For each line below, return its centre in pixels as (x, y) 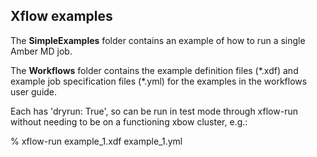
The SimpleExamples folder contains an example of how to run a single (158, 40)
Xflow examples (61, 16)
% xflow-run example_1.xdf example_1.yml (96, 141)
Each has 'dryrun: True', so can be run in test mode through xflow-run (154, 111)
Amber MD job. (41, 51)
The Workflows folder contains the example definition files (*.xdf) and (154, 70)
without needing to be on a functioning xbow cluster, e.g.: (129, 121)
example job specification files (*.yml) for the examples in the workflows (159, 81)
